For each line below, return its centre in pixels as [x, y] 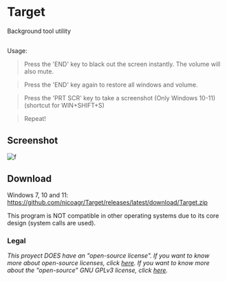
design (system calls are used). [52, 223]
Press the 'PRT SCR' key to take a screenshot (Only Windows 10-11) [120, 98]
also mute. [39, 71]
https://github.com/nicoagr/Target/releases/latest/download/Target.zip [108, 202]
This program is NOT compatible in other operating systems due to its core [113, 215]
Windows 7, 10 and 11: [38, 195]
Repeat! [35, 119]
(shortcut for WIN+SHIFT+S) [64, 105]
